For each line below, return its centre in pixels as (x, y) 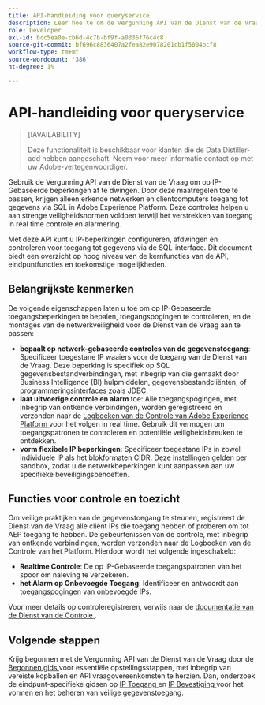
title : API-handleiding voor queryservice (79, 15)
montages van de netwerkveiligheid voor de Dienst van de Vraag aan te (125, 325)
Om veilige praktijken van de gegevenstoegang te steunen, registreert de (127, 518)
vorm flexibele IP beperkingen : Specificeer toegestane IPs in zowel (130, 449)
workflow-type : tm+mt (44, 52)
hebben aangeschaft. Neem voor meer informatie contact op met (148, 158)
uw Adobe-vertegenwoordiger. (78, 166)
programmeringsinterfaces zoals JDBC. (84, 390)
